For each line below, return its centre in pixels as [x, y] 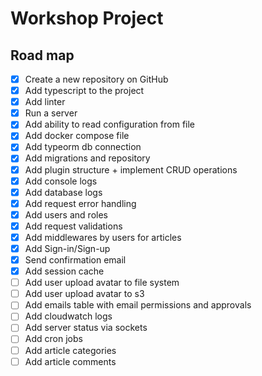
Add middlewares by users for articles [103, 237]
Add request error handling [80, 203]
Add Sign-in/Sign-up [67, 248]
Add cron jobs [53, 339]
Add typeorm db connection [83, 147]
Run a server [51, 113]
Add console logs [61, 181]
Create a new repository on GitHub [96, 79]
